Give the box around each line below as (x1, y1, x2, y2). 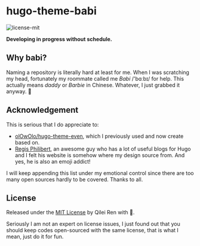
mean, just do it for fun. (6, 233, 64, 240)
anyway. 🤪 (6, 88, 32, 95)
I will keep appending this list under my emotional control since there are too (6, 169, 194, 177)
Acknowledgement (6, 105, 79, 115)
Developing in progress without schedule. (6, 35, 112, 42)
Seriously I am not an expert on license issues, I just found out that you (6, 220, 180, 227)
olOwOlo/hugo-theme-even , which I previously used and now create (14, 133, 184, 140)
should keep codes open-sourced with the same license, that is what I (6, 227, 179, 234)
